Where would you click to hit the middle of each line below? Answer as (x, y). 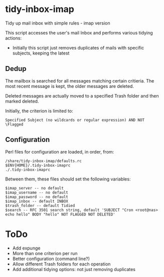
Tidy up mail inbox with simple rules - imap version (58, 23)
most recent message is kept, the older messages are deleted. (70, 86)
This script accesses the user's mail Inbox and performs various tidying (79, 32)
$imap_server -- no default (35, 188)
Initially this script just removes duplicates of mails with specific (78, 47)
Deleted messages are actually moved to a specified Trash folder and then (82, 95)
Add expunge (26, 248)
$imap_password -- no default (37, 197)
